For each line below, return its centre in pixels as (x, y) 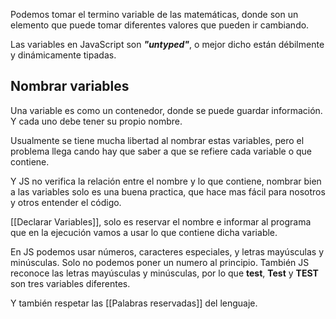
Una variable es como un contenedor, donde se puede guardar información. (166, 110)
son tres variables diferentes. (70, 283)
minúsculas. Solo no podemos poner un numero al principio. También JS (160, 262)
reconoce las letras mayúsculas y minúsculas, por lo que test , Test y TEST (164, 273)
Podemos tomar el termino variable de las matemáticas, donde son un (154, 14)
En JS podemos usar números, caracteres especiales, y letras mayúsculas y (167, 251)
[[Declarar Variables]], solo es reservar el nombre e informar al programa (161, 221)
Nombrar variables (70, 86)
